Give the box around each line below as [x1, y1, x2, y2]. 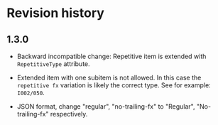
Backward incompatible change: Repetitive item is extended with [16, 52, 207, 60]
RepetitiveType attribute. [16, 60, 90, 68]
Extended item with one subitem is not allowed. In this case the [16, 73, 202, 82]
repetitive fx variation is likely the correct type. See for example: [16, 81, 211, 89]
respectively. [50, 110, 88, 118]
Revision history [6, 5, 104, 21]
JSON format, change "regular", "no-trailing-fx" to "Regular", [16, 102, 195, 111]
